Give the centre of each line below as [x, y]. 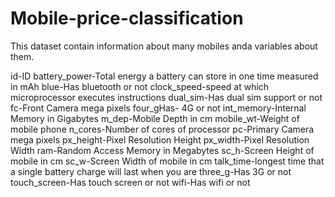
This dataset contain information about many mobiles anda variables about [164, 46]
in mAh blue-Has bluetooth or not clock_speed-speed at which [140, 86]
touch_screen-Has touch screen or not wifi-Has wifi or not [130, 182]
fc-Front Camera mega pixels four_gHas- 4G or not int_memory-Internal [158, 108]
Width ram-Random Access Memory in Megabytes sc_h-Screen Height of [162, 150]
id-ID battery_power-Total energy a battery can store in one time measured [164, 76]
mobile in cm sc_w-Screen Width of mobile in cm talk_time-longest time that [167, 161]
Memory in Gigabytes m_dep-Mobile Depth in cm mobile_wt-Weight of [155, 118]
